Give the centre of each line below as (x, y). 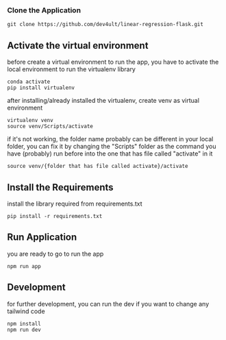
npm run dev (24, 330)
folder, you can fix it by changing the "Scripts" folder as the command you (112, 147)
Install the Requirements (61, 187)
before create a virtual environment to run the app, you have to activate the (113, 62)
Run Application (42, 238)
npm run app (24, 266)
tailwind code (26, 311)
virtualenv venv (30, 121)
